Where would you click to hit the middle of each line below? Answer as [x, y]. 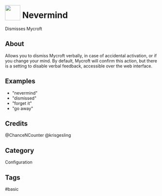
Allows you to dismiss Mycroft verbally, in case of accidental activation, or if [81, 55]
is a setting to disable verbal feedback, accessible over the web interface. [79, 66]
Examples [20, 81]
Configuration [19, 162]
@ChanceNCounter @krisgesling [38, 135]
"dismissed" [24, 98]
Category [20, 150]
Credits [16, 123]
